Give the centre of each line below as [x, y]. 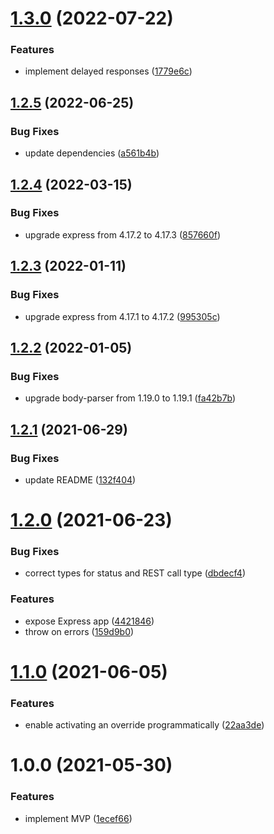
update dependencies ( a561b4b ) [92, 153]
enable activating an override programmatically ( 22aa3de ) [144, 725]
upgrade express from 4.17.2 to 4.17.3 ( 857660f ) [123, 234]
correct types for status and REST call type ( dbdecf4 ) [135, 573]
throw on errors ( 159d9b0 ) [79, 631]
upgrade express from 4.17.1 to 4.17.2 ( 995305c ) [122, 316]
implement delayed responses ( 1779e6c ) [108, 71]
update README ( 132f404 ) [80, 479]
